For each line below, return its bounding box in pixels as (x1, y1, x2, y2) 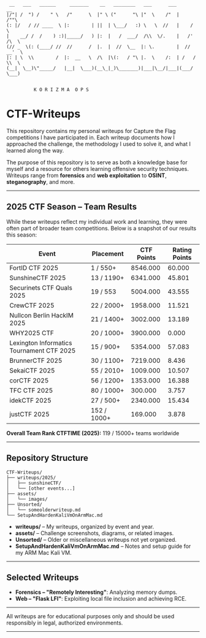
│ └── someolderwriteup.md (6, 507, 81, 513)
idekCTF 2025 (9, 396, 52, 404)
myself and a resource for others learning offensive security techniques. (6, 165, 189, 172)
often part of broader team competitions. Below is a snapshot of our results (6, 224, 197, 232)
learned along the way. (6, 146, 64, 154)
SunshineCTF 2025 (9, 273, 66, 282)
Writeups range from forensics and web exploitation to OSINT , (6, 172, 167, 179)
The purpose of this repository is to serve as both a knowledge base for (6, 158, 188, 166)
